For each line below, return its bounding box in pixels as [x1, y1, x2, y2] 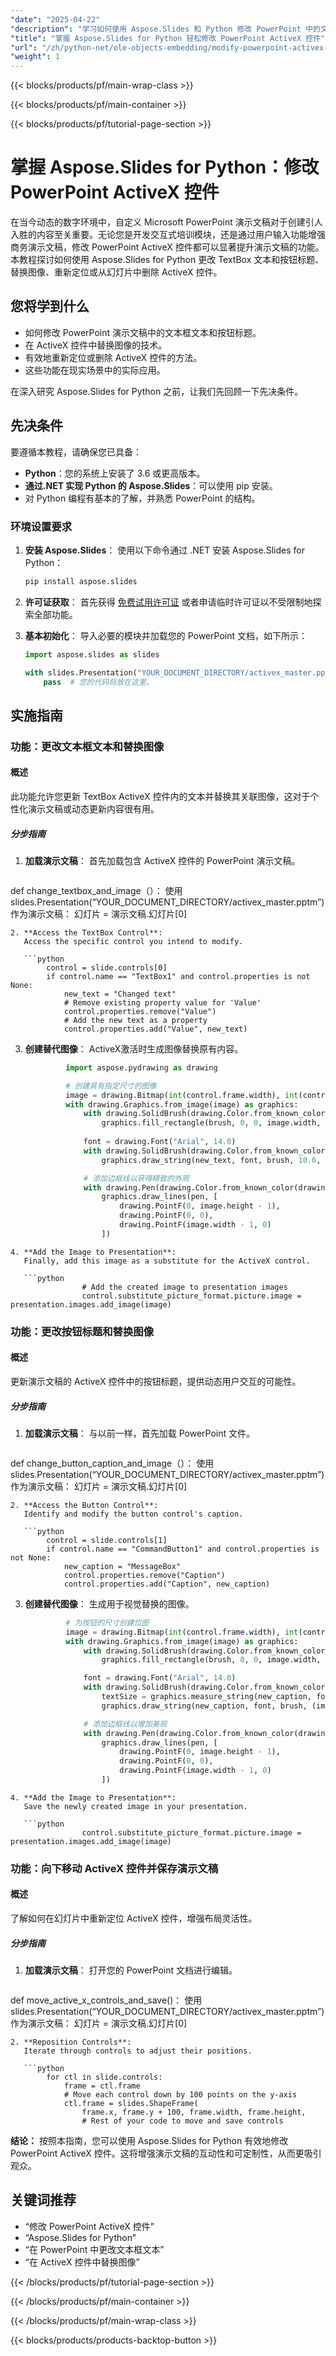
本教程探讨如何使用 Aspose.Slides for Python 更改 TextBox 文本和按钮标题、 [10, 254, 325, 266]
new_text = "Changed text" [63, 989, 177, 999]
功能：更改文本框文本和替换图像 [10, 739, 165, 753]
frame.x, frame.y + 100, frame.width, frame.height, [81, 2107, 307, 2118]
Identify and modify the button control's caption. [23, 1509, 244, 1519]
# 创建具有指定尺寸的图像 [65, 1081, 157, 1091]
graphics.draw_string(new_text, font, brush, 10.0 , [101, 1155, 322, 1165]
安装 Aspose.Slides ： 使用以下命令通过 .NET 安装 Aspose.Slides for [24, 544, 305, 556]
